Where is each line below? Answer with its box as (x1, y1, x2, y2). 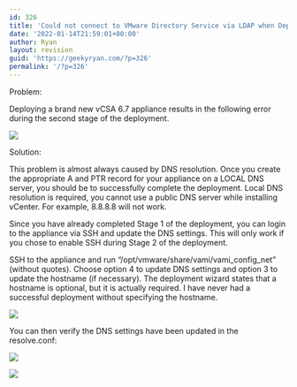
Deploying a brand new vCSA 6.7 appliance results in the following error (9, 103, 271, 114)
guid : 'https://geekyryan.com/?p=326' (9, 54, 152, 63)
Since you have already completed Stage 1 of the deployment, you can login (9, 218, 286, 229)
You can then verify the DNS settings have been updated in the (9, 325, 239, 336)
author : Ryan (9, 37, 57, 47)
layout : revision (9, 46, 73, 55)
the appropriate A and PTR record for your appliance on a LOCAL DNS (9, 173, 265, 184)
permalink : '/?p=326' (9, 63, 89, 72)
